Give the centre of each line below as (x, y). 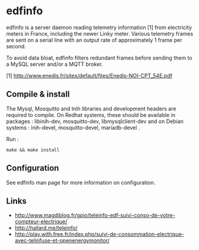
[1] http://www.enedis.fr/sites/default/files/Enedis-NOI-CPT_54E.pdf (89, 75)
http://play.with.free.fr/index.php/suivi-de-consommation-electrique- (99, 234)
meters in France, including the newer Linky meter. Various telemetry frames (100, 33)
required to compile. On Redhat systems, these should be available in (91, 115)
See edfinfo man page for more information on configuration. (81, 182)
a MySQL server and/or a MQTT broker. (54, 64)
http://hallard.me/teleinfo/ (46, 228)
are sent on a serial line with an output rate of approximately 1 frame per (94, 40)
